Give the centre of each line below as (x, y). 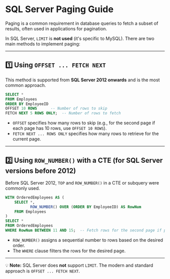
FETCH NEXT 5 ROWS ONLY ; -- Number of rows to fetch (63, 113)
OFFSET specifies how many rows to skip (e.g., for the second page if (84, 123)
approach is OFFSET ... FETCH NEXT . (42, 271)
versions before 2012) (41, 171)
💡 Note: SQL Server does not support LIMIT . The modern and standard (79, 265)
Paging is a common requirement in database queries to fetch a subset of (82, 23)
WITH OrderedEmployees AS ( (35, 197)
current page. (27, 139)
